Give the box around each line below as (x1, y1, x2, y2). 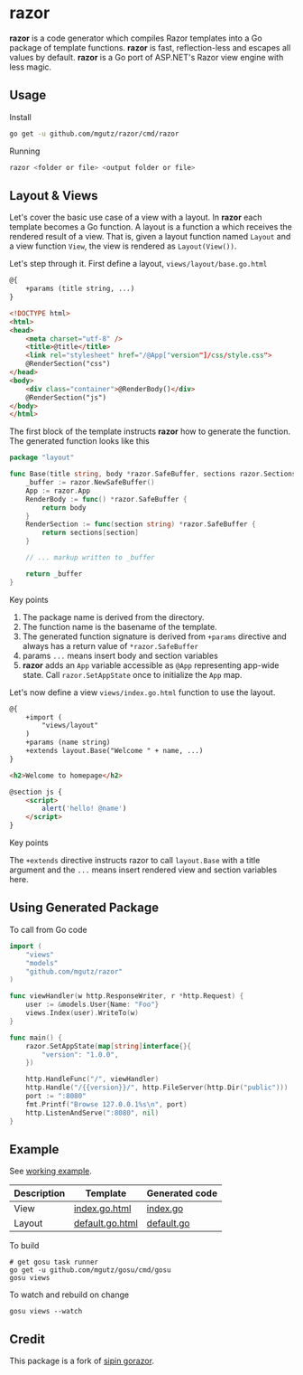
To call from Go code (9, 924, 87, 935)
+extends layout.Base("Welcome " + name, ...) (25, 747, 204, 756)
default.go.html (73, 1217, 138, 1229)
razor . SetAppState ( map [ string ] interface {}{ (25, 1041, 192, 1050)
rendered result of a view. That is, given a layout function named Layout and (9, 231, 291, 242)
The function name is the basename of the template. (22, 621, 218, 632)
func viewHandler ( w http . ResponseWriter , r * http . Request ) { (9, 992, 244, 1001)
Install (9, 111, 32, 122)
